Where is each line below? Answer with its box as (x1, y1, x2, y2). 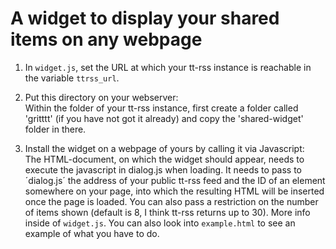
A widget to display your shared (10, 7, 280, 30)
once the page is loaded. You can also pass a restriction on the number (24, 195, 319, 207)
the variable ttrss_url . (24, 72, 120, 84)
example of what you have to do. (24, 227, 160, 239)
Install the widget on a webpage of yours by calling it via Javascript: (24, 142, 305, 154)
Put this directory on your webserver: (24, 91, 179, 103)
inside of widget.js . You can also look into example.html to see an (24, 217, 296, 229)
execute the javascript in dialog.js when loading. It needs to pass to (24, 163, 302, 176)
